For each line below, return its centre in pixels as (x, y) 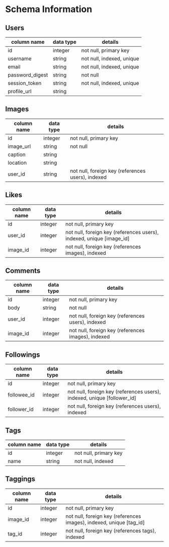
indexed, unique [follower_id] (102, 398)
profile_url (20, 91)
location (17, 163)
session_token (25, 83)
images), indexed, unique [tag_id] (105, 522)
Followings (23, 355)
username (20, 59)
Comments (23, 271)
